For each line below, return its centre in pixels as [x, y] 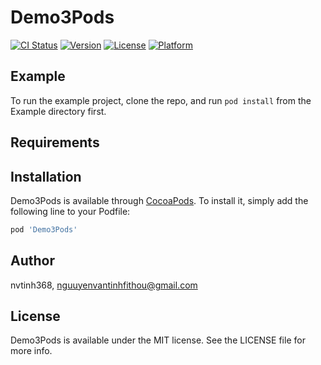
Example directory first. [58, 111]
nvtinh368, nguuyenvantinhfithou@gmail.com [104, 285]
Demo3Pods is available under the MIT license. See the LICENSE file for [158, 340]
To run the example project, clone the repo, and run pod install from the [161, 100]
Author [32, 261]
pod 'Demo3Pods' [44, 229]
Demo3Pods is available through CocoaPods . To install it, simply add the [159, 200]
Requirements [55, 142]
